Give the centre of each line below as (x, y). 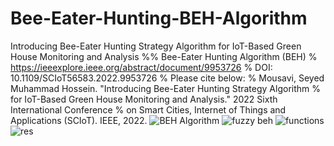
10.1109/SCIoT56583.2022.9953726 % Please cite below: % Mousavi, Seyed (167, 78)
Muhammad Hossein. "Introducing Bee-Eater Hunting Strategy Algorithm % (165, 88)
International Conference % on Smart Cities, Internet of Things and (148, 109)
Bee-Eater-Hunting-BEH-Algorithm (159, 18)
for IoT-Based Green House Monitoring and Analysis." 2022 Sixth (144, 99)
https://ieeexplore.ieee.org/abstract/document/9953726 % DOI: (141, 67)
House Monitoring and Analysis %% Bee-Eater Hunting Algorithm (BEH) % (164, 56)
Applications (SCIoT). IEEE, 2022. (79, 120)
